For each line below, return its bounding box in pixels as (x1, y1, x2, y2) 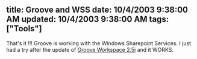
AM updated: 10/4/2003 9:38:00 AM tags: (6, 14, 169, 25)
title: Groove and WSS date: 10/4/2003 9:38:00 (6, 5, 189, 15)
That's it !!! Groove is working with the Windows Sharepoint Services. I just (6, 39, 192, 47)
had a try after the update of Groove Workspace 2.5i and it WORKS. (6, 46, 174, 53)
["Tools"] (6, 23, 42, 34)
